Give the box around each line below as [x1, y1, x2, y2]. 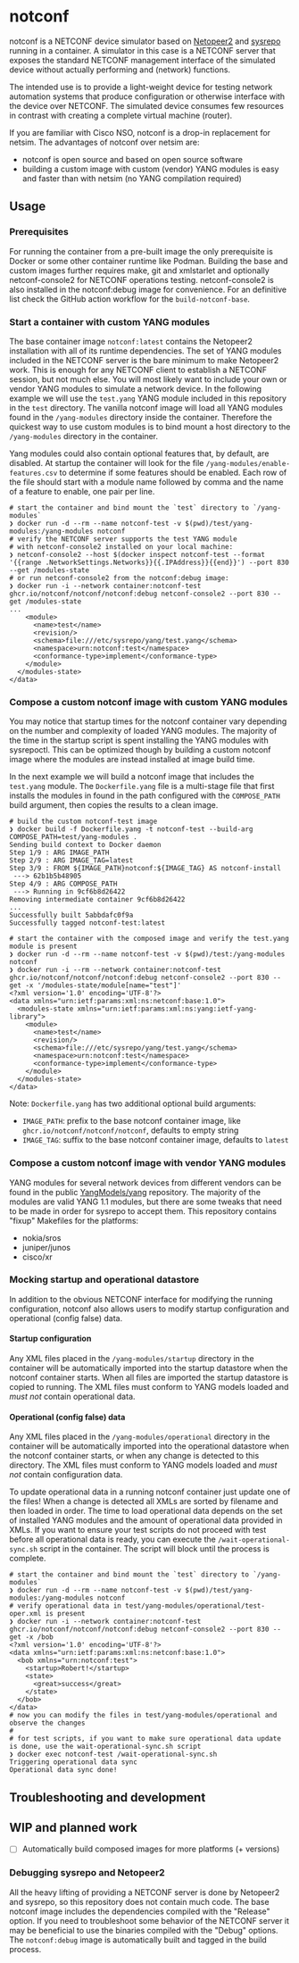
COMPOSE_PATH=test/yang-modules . [9, 833, 138, 842]
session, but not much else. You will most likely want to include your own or [9, 373, 287, 385]
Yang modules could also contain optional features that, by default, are [9, 448, 270, 459]
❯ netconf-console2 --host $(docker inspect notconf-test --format [9, 550, 266, 559]
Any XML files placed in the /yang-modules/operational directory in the [9, 1431, 270, 1443]
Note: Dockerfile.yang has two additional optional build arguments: [9, 1098, 257, 1109]
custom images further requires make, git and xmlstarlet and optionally [9, 265, 270, 276]
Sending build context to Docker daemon [9, 841, 162, 850]
